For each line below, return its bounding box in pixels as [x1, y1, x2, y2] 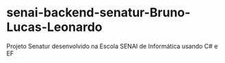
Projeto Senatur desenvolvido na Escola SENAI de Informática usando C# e [6, 42, 218, 50]
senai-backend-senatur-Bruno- [6, 5, 191, 21]
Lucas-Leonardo [6, 19, 103, 35]
